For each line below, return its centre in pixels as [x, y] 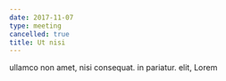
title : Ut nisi [38, 42]
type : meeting [36, 26]
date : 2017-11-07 [42, 17]
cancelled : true [39, 34]
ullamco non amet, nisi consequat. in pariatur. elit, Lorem [113, 68]
